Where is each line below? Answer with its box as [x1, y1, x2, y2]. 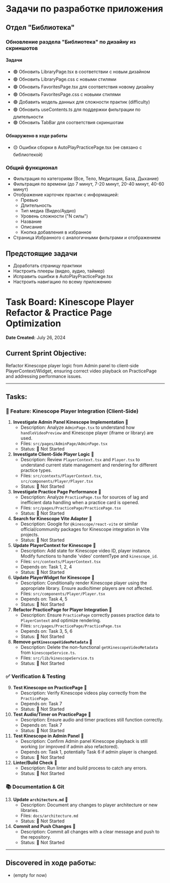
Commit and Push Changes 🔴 [13, 823, 76, 830]
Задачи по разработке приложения [6, 3, 163, 15]
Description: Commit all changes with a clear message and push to [20, 829, 160, 835]
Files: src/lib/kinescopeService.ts [20, 655, 94, 661]
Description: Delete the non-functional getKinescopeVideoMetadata [20, 644, 158, 650]
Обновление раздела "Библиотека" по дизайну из [6, 38, 136, 45]
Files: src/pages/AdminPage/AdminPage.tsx [20, 440, 108, 447]
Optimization [6, 318, 61, 329]
